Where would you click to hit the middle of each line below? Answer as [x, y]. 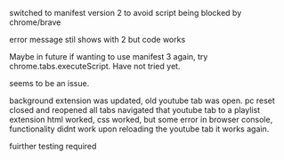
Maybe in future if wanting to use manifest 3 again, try [109, 56]
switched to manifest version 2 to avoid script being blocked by [126, 13]
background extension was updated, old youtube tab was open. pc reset [142, 100]
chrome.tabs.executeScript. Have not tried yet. [95, 66]
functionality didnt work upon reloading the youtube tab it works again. [139, 129]
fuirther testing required [53, 146]
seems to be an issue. [49, 83]
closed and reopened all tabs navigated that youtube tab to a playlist [135, 110]
